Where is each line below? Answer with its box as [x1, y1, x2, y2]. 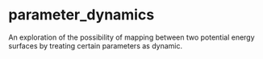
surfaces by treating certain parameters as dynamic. [8, 40, 183, 50]
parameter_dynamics [8, 6, 155, 24]
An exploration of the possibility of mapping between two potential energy [8, 32, 256, 42]
